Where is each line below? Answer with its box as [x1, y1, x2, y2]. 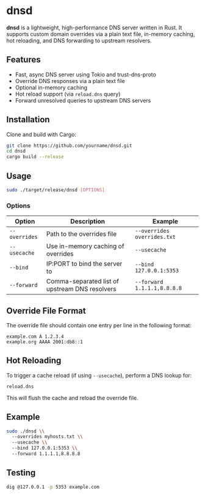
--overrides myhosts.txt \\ [12, 434, 84, 440]
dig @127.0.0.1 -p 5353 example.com [6, 484, 99, 490]
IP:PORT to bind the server [46, 260, 123, 268]
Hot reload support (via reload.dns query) [15, 90, 121, 98]
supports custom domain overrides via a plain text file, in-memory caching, [6, 30, 195, 37]
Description [70, 217, 106, 226]
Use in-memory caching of [46, 242, 124, 250]
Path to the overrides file [46, 230, 117, 238]
